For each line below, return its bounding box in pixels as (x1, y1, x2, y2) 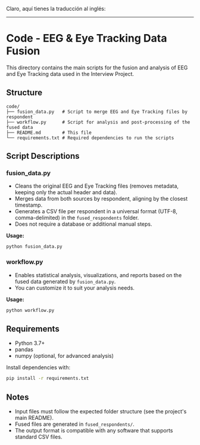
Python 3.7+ (14, 340, 45, 347)
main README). (14, 414, 54, 421)
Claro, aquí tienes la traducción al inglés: (6, 5, 106, 12)
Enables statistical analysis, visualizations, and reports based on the (14, 271, 182, 278)
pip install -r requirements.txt (6, 376, 89, 382)
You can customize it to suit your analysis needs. (14, 284, 135, 291)
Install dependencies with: (6, 364, 71, 371)
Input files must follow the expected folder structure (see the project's (14, 407, 187, 415)
